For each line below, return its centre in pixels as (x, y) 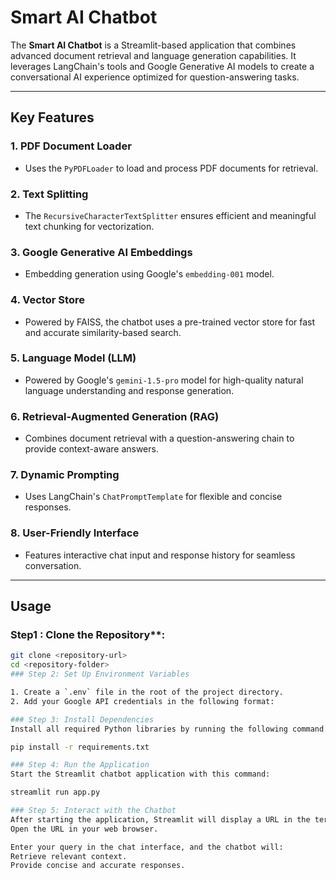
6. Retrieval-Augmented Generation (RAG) (115, 416)
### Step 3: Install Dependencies (82, 719)
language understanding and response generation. (129, 390)
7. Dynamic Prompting (65, 475)
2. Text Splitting (49, 194)
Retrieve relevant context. (69, 856)
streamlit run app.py (55, 792)
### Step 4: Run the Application (80, 765)
